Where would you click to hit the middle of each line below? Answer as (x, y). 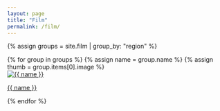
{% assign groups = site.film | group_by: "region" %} (82, 46)
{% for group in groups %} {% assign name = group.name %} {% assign (110, 60)
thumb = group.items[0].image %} (56, 67)
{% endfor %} (27, 101)
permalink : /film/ (34, 26)
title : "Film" (28, 20)
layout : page (26, 14)
